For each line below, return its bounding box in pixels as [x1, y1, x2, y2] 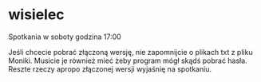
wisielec [8, 6, 65, 24]
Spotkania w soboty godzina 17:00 [8, 32, 121, 41]
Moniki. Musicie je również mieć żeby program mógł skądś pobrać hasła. [8, 56, 247, 65]
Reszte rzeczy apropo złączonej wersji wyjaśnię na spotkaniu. [8, 64, 212, 73]
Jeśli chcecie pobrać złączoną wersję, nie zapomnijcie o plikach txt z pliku [8, 47, 253, 57]
